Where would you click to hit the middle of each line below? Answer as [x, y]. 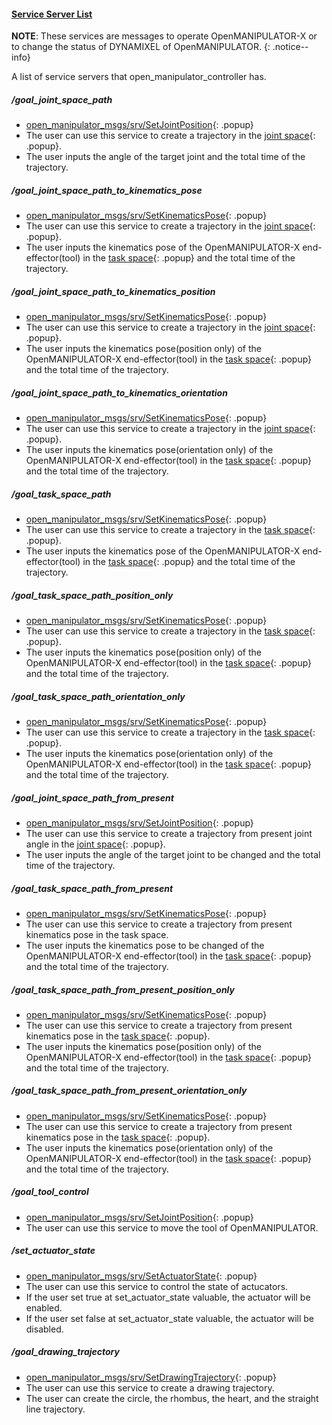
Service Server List [52, 14]
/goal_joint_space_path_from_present [92, 797]
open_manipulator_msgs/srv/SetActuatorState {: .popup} [141, 1276]
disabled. [44, 1329]
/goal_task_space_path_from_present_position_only [123, 989]
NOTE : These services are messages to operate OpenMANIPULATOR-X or [164, 36]
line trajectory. [55, 1409]
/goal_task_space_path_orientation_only [98, 696]
